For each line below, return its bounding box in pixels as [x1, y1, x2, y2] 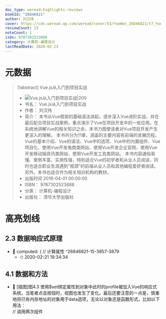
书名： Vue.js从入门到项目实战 [24, 101, 86, 107]
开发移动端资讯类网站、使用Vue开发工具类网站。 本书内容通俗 [24, 151, 151, 157]
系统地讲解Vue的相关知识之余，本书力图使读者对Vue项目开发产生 [24, 126, 158, 132]
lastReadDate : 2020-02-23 [5, 44, 58, 49]
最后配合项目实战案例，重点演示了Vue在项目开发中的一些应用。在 [24, 119, 159, 125]
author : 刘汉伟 [5, 16, 34, 21]
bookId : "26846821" [5, 12, 45, 17]
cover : [5, 21, 19, 26]
